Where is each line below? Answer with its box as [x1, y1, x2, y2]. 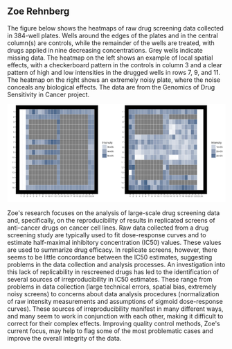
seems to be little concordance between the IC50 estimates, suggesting [7, 253, 213, 261]
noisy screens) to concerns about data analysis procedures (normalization [7, 289, 220, 298]
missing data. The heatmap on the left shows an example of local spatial [7, 53, 213, 62]
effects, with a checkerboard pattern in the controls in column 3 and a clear [7, 60, 223, 69]
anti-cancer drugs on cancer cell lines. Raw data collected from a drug [7, 223, 209, 232]
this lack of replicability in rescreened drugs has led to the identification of [7, 267, 220, 276]
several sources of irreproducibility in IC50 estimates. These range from [7, 275, 213, 283]
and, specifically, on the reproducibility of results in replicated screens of [7, 216, 216, 224]
